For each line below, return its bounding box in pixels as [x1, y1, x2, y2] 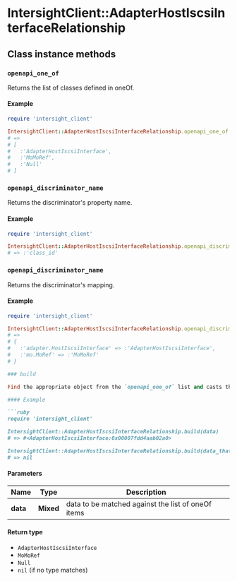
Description [126, 487, 166, 497]
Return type [7, 527, 44, 536]
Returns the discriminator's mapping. [7, 280, 115, 289]
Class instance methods [7, 48, 116, 60]
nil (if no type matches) [17, 566, 88, 575]
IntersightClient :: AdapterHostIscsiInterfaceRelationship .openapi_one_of [7, 128, 229, 135]
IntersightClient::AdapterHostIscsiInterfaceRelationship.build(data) [7, 429, 219, 436]
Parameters [7, 469, 42, 478]
